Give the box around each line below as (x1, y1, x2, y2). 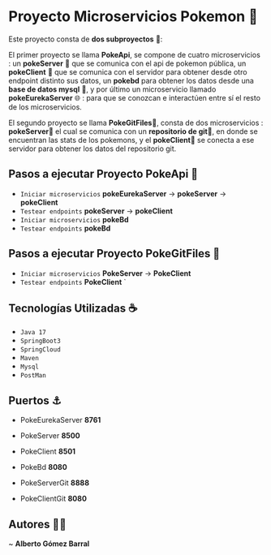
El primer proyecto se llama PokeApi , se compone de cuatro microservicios (8, 49, 261, 59)
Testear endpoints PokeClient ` (19, 277, 127, 286)
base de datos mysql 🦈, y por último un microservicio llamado (8, 84, 217, 94)
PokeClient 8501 (19, 446, 75, 457)
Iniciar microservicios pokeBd (19, 214, 129, 224)
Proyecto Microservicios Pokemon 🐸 (8, 7, 258, 26)
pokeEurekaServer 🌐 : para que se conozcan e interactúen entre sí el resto (8, 92, 261, 102)
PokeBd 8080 (19, 462, 67, 472)
